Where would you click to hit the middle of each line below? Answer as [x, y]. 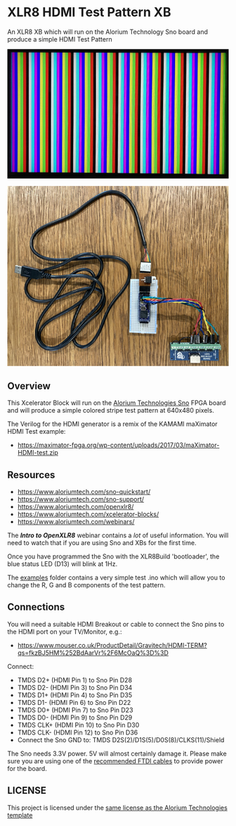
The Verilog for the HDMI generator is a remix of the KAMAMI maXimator [112, 424]
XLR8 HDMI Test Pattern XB [89, 12]
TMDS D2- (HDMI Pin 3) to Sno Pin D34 [75, 687]
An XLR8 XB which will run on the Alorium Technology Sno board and [108, 32]
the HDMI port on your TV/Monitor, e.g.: [65, 632]
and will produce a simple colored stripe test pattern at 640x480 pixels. [111, 411]
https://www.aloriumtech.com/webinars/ [76, 522]
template [20, 815]
